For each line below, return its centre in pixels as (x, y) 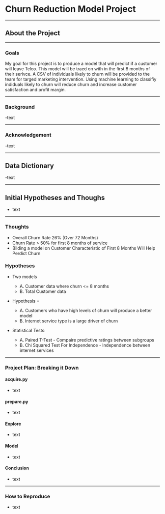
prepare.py (17, 401)
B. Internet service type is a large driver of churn (69, 321)
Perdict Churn (26, 253)
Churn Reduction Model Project (70, 9)
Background (20, 107)
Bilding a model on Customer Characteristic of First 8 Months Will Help (84, 248)
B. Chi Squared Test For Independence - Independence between (85, 345)
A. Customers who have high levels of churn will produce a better (86, 310)
